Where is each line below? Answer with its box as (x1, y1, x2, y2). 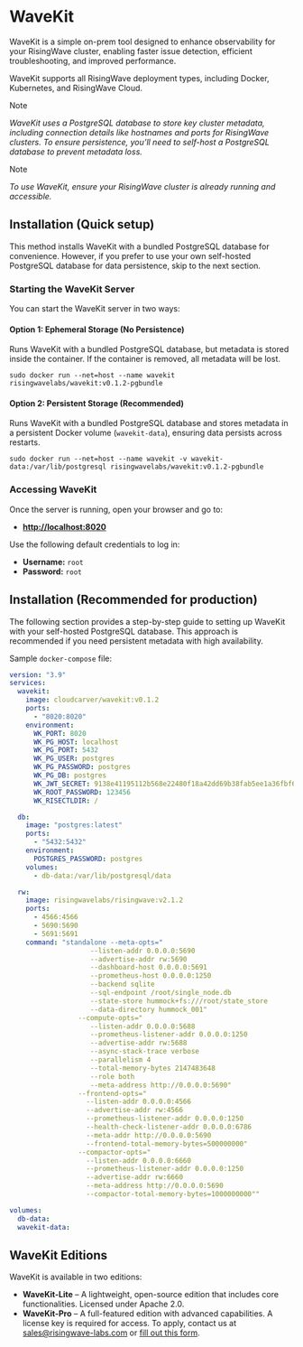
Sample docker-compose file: (9, 653, 113, 664)
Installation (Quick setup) (9, 217, 155, 232)
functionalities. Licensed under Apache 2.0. (22, 1298, 185, 1310)
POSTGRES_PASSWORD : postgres (32, 854, 143, 863)
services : (9, 679, 47, 688)
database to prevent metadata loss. (9, 146, 142, 157)
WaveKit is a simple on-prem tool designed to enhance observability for (9, 36, 276, 47)
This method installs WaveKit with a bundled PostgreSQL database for (9, 241, 270, 252)
